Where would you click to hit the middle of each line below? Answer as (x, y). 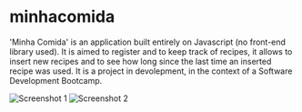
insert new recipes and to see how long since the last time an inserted (141, 61)
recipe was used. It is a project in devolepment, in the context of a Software (151, 71)
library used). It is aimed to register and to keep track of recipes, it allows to (151, 51)
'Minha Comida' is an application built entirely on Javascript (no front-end (148, 42)
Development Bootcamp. (56, 80)
